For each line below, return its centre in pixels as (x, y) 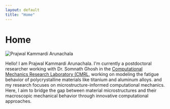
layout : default (22, 10)
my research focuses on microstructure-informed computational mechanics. (85, 85)
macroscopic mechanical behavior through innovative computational (77, 96)
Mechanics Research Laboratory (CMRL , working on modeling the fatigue (82, 75)
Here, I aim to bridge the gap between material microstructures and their (81, 90)
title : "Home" (20, 15)
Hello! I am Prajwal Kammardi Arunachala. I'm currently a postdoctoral (79, 63)
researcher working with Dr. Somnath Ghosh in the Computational (74, 69)
